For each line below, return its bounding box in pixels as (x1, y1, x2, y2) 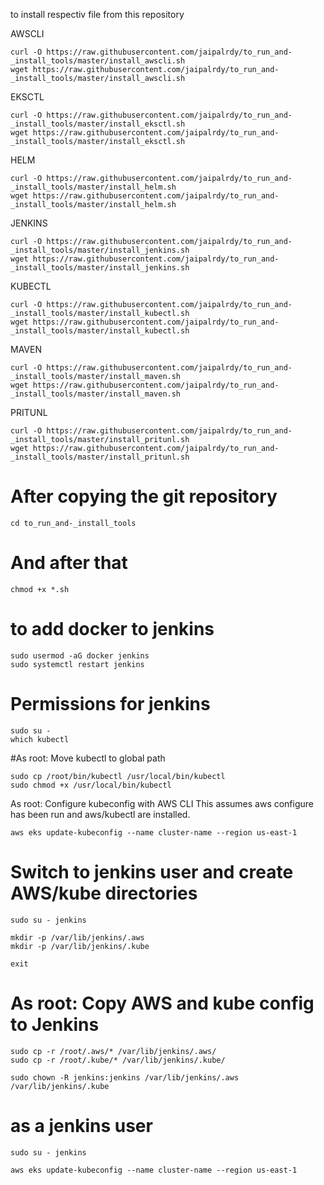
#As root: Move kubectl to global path (10, 752, 166, 764)
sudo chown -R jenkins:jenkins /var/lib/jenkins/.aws (10, 1072, 240, 1083)
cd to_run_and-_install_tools (10, 518, 137, 528)
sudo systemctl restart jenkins (10, 659, 145, 669)
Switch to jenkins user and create (10, 860, 294, 883)
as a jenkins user (10, 1114, 153, 1137)
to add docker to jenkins (10, 618, 215, 641)
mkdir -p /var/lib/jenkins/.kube (10, 941, 150, 951)
